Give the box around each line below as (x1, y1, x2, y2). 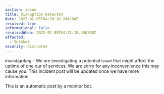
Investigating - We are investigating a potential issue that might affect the (5, 57, 155, 63)
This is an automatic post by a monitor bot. (5, 83, 93, 89)
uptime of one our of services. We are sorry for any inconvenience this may (5, 63, 160, 69)
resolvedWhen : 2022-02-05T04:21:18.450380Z (5, 30, 97, 35)
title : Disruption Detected (5, 12, 63, 17)
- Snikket (9, 40, 30, 45)
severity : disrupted (5, 44, 48, 49)
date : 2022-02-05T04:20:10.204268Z (5, 16, 79, 21)
